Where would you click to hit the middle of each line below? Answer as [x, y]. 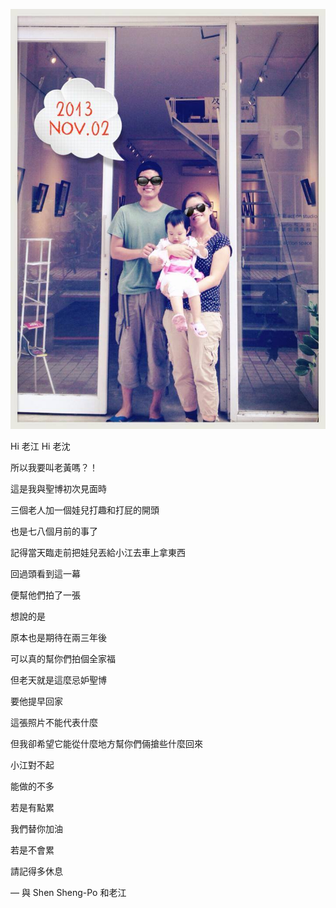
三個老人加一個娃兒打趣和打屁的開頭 [85, 510]
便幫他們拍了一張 [45, 595]
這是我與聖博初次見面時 [58, 488]
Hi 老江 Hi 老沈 [40, 446]
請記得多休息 [36, 871]
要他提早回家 [36, 701]
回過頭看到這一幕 [45, 573]
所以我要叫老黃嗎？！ [54, 467]
